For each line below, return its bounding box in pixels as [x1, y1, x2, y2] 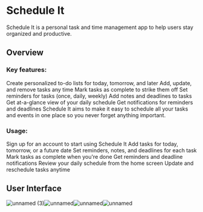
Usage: [6, 126, 28, 135]
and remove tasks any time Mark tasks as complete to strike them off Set [6, 86, 188, 93]
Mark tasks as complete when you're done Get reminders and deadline [6, 153, 183, 160]
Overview [6, 48, 44, 58]
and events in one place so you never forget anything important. [6, 111, 166, 118]
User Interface [6, 184, 62, 194]
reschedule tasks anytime [6, 165, 71, 173]
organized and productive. [6, 30, 72, 37]
